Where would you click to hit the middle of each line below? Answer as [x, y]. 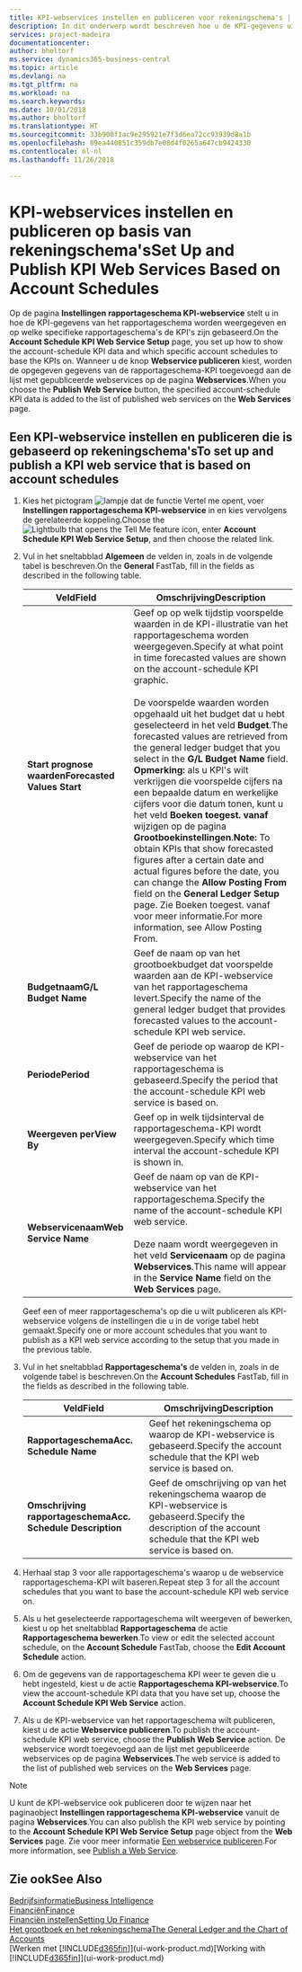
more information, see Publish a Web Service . [94, 1851]
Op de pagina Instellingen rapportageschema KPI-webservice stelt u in [144, 313]
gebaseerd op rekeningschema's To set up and [142, 451]
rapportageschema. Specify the [199, 1199]
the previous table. [57, 1350]
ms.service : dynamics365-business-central [90, 59]
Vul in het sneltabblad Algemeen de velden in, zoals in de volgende [147, 556]
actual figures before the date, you [206, 871]
